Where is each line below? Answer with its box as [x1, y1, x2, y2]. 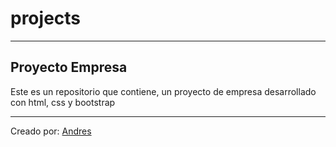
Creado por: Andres [10, 125, 92, 137]
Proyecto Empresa [10, 59, 128, 76]
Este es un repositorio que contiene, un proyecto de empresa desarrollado [10, 85, 317, 97]
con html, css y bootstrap [10, 96, 116, 108]
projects [10, 7, 82, 30]
